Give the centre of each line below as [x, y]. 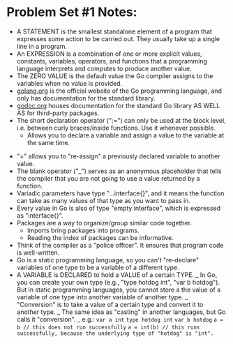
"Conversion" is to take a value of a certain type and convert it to [110, 304]
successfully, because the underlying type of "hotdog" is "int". [115, 333]
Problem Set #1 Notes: [72, 12]
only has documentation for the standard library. [86, 98]
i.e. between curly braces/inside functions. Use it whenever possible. [116, 128]
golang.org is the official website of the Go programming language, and [119, 91]
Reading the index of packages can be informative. [100, 237]
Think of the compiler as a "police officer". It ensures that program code [120, 245]
